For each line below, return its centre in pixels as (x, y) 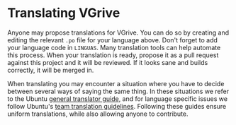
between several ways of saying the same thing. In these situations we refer (118, 91)
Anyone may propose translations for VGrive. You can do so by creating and (118, 32)
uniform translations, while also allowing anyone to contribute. (98, 114)
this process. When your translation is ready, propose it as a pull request (113, 55)
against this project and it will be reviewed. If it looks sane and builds (108, 62)
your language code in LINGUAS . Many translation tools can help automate (114, 47)
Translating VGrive (64, 13)
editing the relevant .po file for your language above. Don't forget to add (113, 40)
